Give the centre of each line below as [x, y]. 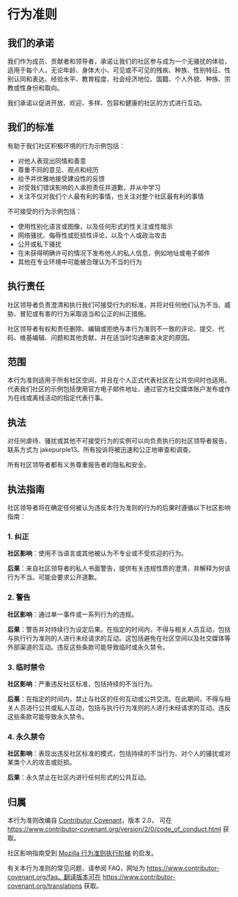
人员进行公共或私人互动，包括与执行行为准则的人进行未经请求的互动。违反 [122, 707]
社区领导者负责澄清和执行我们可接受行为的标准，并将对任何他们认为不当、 [116, 305]
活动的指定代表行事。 [75, 398]
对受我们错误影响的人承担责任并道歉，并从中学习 [89, 187]
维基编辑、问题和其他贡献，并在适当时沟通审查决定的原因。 [106, 337]
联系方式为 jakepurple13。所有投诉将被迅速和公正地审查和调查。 [101, 450]
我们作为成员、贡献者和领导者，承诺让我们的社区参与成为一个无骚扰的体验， [119, 61]
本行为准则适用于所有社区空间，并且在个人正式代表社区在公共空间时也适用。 [119, 380]
